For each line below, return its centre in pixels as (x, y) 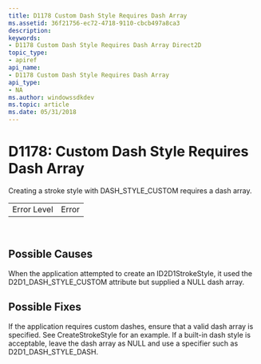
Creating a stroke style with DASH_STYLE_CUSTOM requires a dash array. (130, 190)
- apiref (23, 61)
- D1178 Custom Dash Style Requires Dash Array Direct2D (105, 45)
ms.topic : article (39, 105)
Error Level (33, 209)
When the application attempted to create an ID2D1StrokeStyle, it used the (130, 273)
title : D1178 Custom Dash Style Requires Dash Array (98, 16)
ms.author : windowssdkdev (51, 97)
